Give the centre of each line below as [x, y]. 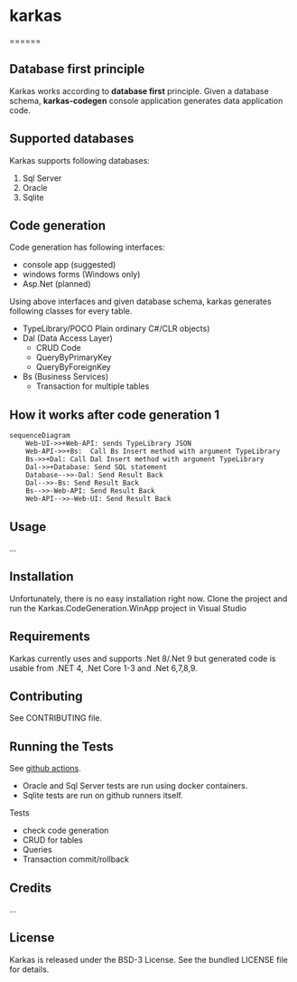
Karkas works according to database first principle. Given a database [139, 90]
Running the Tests [62, 746]
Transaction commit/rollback [75, 859]
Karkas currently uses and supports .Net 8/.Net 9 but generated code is [143, 658]
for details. [29, 969]
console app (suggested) [69, 265]
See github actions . [45, 769]
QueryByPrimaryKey [74, 357]
